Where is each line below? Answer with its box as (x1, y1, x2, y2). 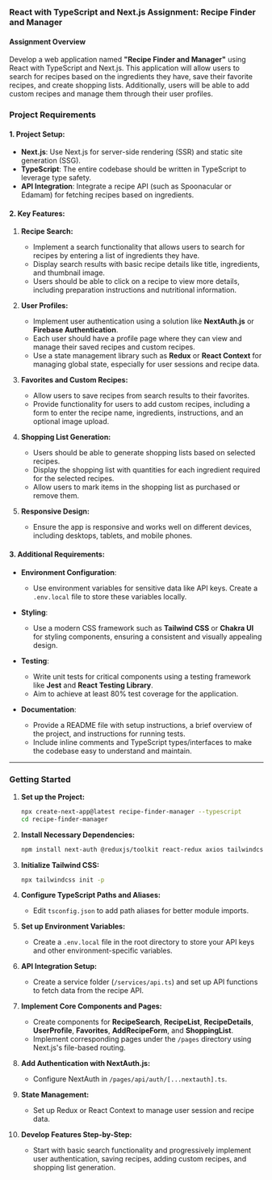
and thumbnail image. (32, 268, 106, 277)
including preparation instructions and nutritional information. (32, 285, 237, 295)
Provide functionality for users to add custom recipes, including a (32, 400, 251, 409)
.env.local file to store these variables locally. (32, 591, 187, 601)
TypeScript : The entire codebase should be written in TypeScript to (20, 164, 247, 174)
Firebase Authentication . (32, 325, 119, 335)
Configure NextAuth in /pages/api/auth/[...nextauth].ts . (32, 1074, 228, 1084)
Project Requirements (9, 109, 96, 121)
